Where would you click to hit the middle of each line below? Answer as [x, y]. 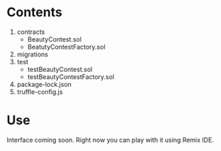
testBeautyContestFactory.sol [71, 77]
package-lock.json [44, 84]
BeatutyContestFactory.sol [66, 47]
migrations [33, 54]
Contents [35, 12]
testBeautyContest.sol [60, 69]
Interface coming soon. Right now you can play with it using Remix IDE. [110, 140]
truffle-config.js [40, 92]
